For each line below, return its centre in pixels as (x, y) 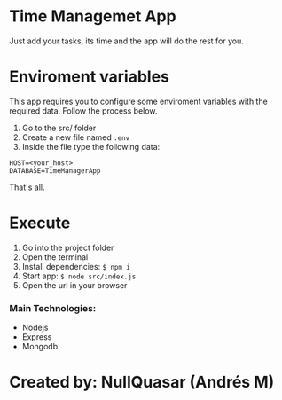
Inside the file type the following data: (91, 146)
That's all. (27, 187)
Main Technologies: (53, 308)
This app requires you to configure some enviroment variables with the (138, 101)
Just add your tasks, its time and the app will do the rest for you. (126, 41)
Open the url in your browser (74, 285)
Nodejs (35, 328)
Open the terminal (55, 257)
